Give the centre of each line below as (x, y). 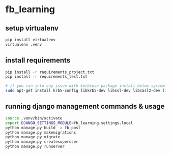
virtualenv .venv (24, 44)
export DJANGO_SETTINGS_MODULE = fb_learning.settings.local (69, 123)
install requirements (38, 60)
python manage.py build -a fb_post (43, 128)
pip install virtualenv (31, 40)
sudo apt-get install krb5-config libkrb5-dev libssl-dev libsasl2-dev (83, 91)
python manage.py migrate (33, 137)
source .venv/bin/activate (34, 118)
